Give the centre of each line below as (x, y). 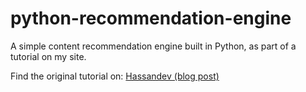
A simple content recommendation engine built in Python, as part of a (153, 46)
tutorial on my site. (48, 56)
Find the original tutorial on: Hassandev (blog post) (115, 76)
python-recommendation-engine (151, 18)
